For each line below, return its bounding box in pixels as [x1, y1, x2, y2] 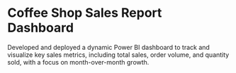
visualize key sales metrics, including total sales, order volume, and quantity [7, 51, 230, 59]
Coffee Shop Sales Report [7, 5, 162, 21]
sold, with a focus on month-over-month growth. [7, 58, 150, 66]
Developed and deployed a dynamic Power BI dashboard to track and [7, 43, 210, 51]
